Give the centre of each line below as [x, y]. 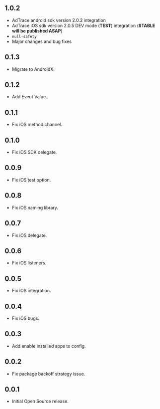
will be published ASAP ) [37, 31]
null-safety [24, 36]
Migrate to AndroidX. [33, 69]
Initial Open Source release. [40, 402]
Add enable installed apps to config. [49, 346]
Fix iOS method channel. [37, 125]
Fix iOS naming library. [35, 207]
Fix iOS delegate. [29, 235]
